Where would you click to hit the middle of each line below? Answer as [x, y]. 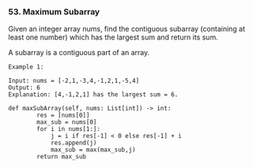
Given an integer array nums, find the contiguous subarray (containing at [127, 29]
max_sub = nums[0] [67, 122]
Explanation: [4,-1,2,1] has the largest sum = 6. [93, 95]
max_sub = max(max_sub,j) [93, 150]
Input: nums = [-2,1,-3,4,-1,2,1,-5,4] [74, 81]
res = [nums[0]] [63, 116]
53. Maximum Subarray [54, 12]
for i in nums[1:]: [69, 129]
